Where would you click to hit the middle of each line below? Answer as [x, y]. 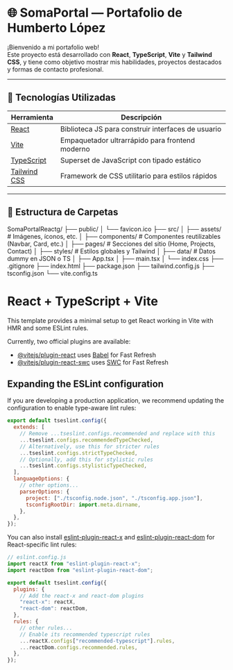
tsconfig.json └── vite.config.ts [53, 273]
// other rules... [46, 628]
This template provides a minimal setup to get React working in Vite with [110, 320]
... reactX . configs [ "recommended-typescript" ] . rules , [97, 641]
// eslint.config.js [37, 558]
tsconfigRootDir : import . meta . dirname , [83, 505]
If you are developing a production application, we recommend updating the [115, 401]
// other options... [49, 485]
